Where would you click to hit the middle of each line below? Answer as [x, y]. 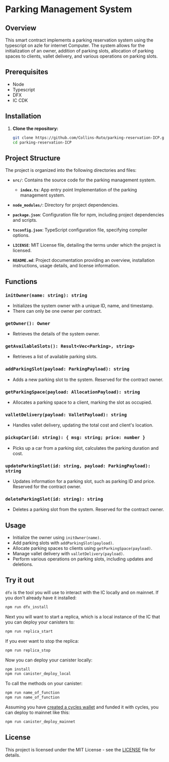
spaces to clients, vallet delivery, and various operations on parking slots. [81, 56]
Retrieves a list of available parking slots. [55, 357]
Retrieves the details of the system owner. [56, 334]
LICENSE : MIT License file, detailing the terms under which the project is [87, 245]
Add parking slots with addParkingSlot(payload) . [63, 543]
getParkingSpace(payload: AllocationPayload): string [73, 392]
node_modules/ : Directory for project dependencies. [66, 205]
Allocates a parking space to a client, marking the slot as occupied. [82, 402]
